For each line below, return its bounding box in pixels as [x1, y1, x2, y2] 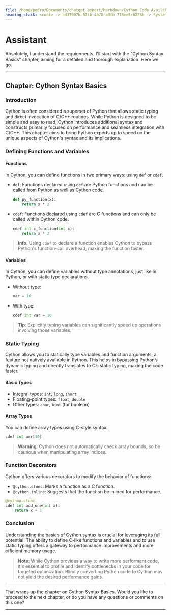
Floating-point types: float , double [12, 396, 85, 402]
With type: [12, 302, 35, 309]
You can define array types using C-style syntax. [5, 425, 108, 431]
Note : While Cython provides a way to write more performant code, [17, 557, 159, 564]
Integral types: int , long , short [12, 390, 77, 397]
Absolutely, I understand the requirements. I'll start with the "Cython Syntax [5, 51, 164, 57]
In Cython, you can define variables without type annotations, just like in [5, 268, 157, 274]
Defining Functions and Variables [5, 148, 90, 155]
